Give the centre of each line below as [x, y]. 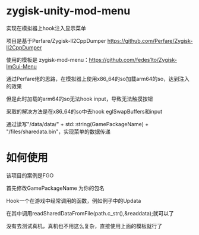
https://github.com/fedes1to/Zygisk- [133, 59]
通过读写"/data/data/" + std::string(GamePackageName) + [78, 124]
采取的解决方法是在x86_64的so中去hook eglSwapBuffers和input [84, 111]
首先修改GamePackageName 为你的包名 [56, 188]
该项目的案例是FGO [30, 175]
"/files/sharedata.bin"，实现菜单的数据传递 [59, 131]
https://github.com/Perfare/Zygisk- [150, 40]
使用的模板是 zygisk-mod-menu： [48, 59]
